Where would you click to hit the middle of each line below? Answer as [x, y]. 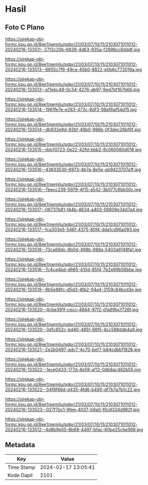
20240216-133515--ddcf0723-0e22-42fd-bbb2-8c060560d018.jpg [73, 149]
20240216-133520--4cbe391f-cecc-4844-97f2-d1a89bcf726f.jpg [72, 309]
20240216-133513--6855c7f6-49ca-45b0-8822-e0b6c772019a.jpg [74, 69]
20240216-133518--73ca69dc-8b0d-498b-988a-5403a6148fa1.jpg [73, 249]
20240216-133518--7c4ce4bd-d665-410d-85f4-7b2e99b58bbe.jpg [74, 270]
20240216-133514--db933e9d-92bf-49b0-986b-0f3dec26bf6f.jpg [73, 129]
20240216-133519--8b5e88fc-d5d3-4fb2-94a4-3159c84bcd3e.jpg [73, 290]
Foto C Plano [25, 27]
